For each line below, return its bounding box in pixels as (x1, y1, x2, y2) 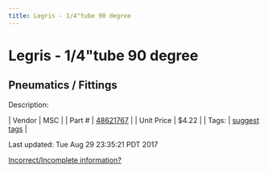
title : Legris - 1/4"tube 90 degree (8, 11, 131, 20)
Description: (8, 100, 49, 109)
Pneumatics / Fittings (8, 78, 118, 93)
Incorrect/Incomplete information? (8, 154, 122, 165)
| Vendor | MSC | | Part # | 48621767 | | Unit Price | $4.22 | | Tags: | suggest (8, 115, 260, 125)
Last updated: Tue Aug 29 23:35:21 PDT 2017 (8, 139, 159, 149)
